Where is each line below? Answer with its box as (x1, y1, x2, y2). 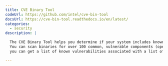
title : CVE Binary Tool (5, 7, 55, 12)
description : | (5, 30, 37, 35)
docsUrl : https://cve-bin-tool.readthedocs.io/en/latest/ (5, 16, 128, 21)
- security (9, 26, 32, 31)
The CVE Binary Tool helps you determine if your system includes (9, 39, 151, 45)
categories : (5, 21, 30, 26)
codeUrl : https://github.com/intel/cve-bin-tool (5, 12, 108, 17)
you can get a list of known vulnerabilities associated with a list (9, 48, 157, 54)
